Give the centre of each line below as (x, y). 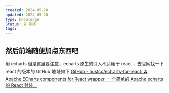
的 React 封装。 (21, 85)
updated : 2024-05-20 (27, 15)
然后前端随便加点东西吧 (42, 50)
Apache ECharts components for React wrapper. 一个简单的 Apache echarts (84, 79)
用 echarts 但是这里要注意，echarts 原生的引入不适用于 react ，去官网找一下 (84, 63)
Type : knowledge (22, 19)
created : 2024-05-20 (27, 10)
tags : (11, 29)
